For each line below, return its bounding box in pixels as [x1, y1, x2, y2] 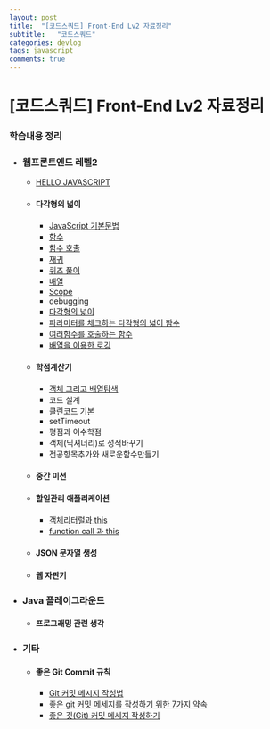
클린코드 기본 [48, 406, 95, 416]
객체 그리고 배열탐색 [48, 383, 119, 394]
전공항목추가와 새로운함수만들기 [48, 448, 160, 459]
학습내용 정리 [9, 130, 62, 143]
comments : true [9, 54, 66, 63]
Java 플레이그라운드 [21, 594, 105, 607]
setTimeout [48, 415, 91, 426]
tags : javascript [9, 46, 74, 55]
